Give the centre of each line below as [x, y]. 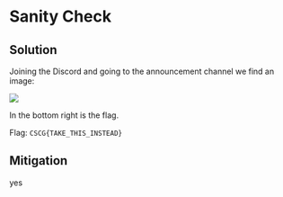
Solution [33, 50]
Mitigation [39, 161]
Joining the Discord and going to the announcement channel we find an [142, 71]
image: [22, 81]
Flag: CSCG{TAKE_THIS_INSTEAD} [66, 133]
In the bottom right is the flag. [64, 115]
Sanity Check [61, 17]
